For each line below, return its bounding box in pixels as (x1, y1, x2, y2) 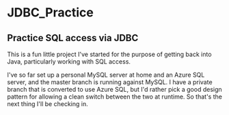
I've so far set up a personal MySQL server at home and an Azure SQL (7, 71, 205, 79)
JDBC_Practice (7, 5, 94, 21)
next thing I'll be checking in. (7, 100, 88, 107)
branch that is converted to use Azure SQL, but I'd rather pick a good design (7, 86, 222, 93)
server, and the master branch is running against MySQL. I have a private (7, 78, 213, 86)
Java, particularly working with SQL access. (7, 57, 131, 66)
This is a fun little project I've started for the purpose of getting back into (7, 50, 212, 58)
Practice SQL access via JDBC (7, 32, 139, 44)
